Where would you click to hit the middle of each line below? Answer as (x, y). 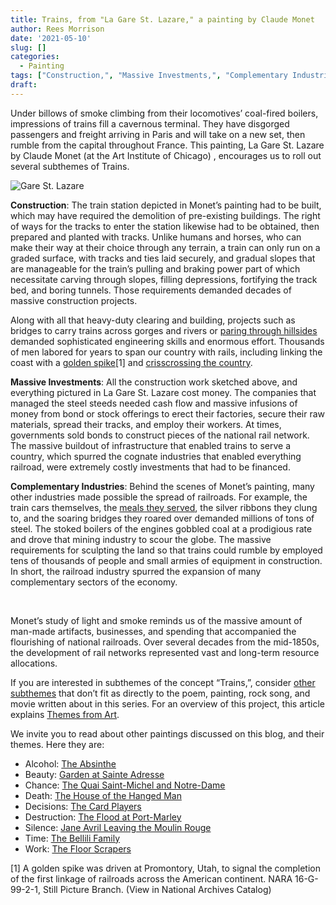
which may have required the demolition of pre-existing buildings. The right (165, 215)
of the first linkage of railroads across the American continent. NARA (151, 878)
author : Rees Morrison (57, 29)
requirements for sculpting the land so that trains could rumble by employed (166, 550)
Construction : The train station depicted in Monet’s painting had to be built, (166, 205)
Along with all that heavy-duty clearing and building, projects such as (153, 320)
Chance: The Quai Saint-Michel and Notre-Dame (125, 785)
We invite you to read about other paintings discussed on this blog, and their (167, 733)
